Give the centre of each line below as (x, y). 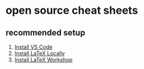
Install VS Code (33, 47)
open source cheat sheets (72, 10)
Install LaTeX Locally (40, 53)
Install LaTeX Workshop (43, 60)
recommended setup (45, 33)
